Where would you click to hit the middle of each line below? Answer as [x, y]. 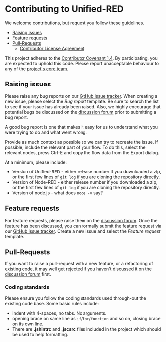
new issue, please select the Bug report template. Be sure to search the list [82, 101]
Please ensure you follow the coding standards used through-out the [76, 298]
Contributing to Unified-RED [64, 9]
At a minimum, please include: [36, 162]
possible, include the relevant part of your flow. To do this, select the [75, 147]
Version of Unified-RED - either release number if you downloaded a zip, [87, 171]
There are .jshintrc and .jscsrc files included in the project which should [86, 329]
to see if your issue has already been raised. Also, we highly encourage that [83, 107]
